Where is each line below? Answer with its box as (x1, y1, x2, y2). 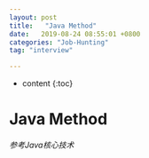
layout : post (9, 12, 58, 22)
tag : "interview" (9, 46, 74, 55)
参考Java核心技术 (9, 139, 74, 151)
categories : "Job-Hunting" (9, 37, 109, 47)
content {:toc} (21, 78, 74, 89)
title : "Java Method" (9, 21, 98, 30)
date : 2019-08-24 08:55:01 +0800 (9, 29, 141, 38)
